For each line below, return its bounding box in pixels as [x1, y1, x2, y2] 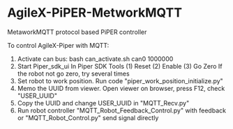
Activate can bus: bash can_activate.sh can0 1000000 [17, 54, 174, 63]
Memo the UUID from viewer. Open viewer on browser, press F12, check [17, 84, 225, 92]
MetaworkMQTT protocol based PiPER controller [7, 28, 147, 36]
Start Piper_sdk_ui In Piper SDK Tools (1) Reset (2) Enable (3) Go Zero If [17, 62, 223, 70]
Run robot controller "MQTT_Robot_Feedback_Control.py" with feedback [17, 106, 227, 114]
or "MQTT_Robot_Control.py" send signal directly [17, 113, 159, 122]
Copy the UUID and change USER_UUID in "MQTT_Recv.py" [17, 98, 190, 107]
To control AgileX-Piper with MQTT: [7, 41, 110, 49]
